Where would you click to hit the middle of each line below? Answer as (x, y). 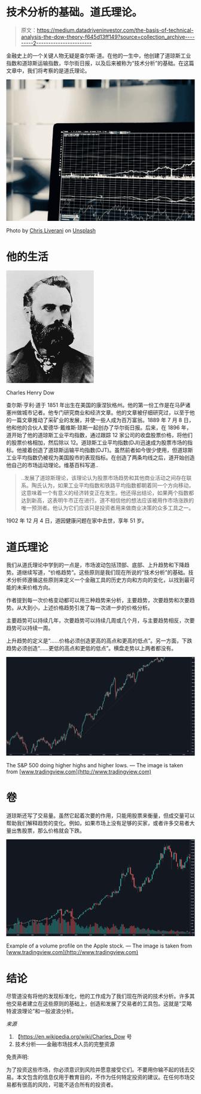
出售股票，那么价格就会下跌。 (48, 830)
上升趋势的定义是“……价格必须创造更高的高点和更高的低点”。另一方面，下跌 (99, 641)
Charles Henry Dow (31, 393)
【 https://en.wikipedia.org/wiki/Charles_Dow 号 (73, 1037)
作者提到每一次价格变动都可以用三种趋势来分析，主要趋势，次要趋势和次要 (98, 600)
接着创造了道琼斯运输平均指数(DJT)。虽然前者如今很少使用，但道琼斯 (107, 450)
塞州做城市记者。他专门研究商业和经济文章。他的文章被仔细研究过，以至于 (98, 413)
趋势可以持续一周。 (30, 628)
